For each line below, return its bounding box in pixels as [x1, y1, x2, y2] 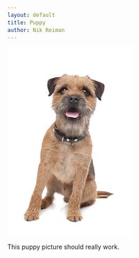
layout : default [7, 11, 55, 18]
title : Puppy [7, 18, 46, 26]
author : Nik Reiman [7, 26, 65, 33]
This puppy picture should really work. [7, 242, 120, 252]
